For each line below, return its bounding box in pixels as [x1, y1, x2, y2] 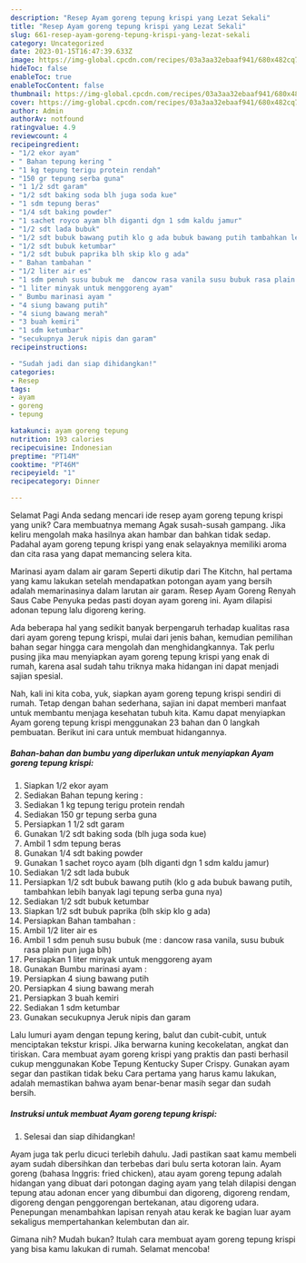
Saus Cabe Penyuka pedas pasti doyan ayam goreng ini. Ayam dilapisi [10, 595, 272, 605]
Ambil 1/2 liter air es [23, 924, 98, 936]
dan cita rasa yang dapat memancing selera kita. [10, 549, 192, 559]
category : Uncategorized [10, 38, 104, 48]
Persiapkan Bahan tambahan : [23, 915, 136, 926]
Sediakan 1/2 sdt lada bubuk [23, 867, 130, 878]
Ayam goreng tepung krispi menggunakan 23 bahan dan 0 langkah [10, 717, 260, 728]
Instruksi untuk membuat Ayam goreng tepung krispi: [10, 1108, 217, 1119]
